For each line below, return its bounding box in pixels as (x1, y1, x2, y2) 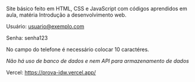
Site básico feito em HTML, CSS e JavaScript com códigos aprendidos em (6, 5, 188, 12)
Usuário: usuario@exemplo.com (6, 23, 85, 30)
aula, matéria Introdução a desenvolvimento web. (6, 11, 127, 18)
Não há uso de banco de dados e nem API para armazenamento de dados (6, 58, 190, 64)
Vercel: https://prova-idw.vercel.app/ (6, 69, 96, 76)
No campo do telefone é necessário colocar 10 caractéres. (6, 46, 149, 53)
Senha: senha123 (6, 34, 48, 41)
